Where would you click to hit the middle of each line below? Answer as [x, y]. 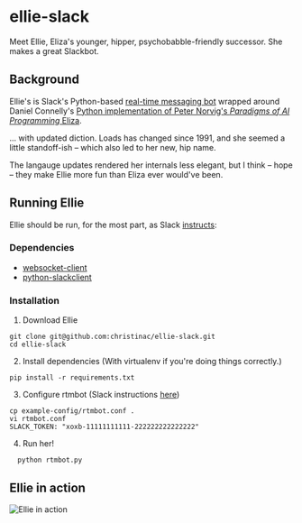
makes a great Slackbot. [54, 50]
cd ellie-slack [38, 344]
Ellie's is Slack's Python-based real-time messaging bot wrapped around [145, 101]
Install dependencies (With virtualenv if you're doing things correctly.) [152, 362]
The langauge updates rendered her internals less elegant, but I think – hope [151, 165]
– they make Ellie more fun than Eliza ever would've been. [116, 174]
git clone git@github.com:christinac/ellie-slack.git [113, 337]
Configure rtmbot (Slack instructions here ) [101, 395]
